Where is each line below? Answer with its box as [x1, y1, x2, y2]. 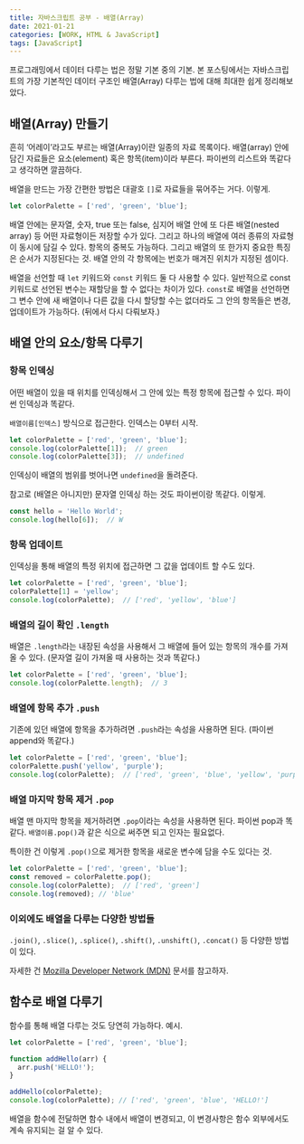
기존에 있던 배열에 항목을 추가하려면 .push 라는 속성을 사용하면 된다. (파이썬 [9, 724, 274, 735]
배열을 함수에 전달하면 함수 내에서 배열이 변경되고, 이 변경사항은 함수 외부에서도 [9, 1113, 290, 1124]
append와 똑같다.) [9, 735, 75, 746]
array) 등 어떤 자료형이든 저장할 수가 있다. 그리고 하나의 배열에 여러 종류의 [9, 230, 271, 241]
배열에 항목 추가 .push [9, 702, 100, 714]
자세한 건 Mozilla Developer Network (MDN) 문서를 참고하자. [9, 965, 229, 976]
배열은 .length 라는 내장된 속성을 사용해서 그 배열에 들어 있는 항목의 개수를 [9, 641, 272, 652]
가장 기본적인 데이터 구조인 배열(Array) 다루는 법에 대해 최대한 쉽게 [25, 76, 262, 87]
